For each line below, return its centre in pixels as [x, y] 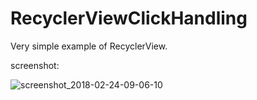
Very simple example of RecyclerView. [89, 46]
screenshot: [35, 65]
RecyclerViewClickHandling [129, 18]
